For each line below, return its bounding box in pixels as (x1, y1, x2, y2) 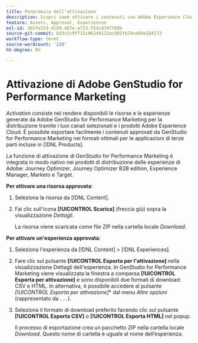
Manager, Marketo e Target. (6, 171, 74, 178)
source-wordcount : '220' (6, 42, 67, 48)
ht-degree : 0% (6, 47, 41, 53)
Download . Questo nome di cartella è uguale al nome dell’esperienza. (14, 330, 183, 337)
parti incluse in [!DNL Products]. (6, 141, 84, 148)
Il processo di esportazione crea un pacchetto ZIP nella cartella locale (14, 324, 184, 331)
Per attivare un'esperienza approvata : (6, 234, 101, 242)
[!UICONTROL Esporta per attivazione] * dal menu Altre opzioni (14, 288, 168, 295)
